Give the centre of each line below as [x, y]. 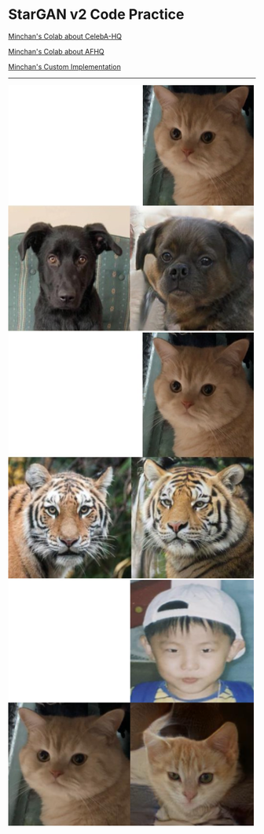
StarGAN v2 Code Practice [96, 15]
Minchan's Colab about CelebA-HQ [65, 36]
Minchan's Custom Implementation [65, 66]
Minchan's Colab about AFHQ [56, 51]
